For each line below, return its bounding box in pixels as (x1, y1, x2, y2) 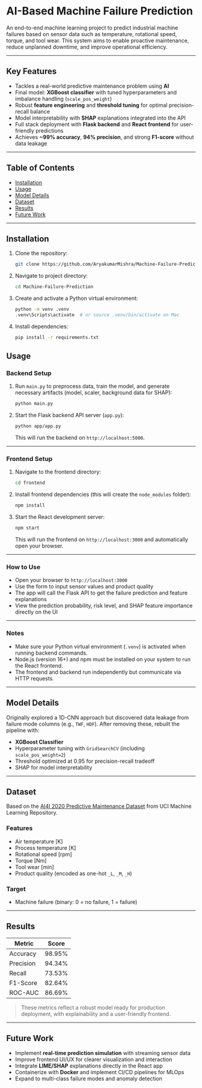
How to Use (6, 563, 41, 572)
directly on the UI (14, 608, 58, 616)
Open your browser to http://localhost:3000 (14, 576, 128, 584)
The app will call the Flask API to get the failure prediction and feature (14, 589, 188, 596)
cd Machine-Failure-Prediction (14, 284, 94, 290)
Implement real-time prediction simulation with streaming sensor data (14, 1049, 191, 1056)
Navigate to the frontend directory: (14, 468, 101, 475)
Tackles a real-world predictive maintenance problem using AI (14, 82, 170, 90)
